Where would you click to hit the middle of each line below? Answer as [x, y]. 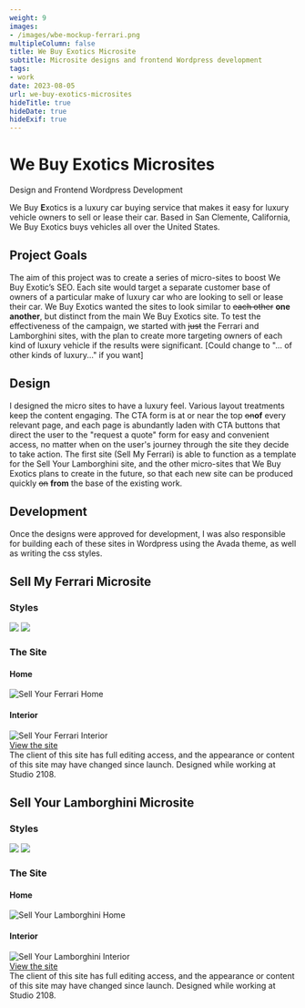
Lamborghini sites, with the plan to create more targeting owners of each [146, 335]
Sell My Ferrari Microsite [81, 581]
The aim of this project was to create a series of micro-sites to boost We [145, 277]
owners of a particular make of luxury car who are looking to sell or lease [147, 296]
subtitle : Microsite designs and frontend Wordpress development [136, 60]
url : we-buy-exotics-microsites [71, 94]
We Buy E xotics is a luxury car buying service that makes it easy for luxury [149, 208]
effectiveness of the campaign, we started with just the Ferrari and [134, 325]
